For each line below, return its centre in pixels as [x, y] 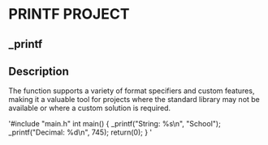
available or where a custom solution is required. [90, 108]
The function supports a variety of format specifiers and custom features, [132, 91]
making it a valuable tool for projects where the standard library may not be [134, 100]
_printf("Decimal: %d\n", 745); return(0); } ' [80, 132]
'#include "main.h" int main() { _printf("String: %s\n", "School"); [115, 124]
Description [39, 71]
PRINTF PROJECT [69, 14]
